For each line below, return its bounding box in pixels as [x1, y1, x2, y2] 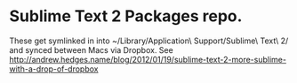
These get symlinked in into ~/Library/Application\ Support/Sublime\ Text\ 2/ [9, 35, 289, 46]
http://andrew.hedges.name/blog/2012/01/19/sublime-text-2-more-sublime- [9, 54, 287, 64]
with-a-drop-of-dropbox [9, 64, 99, 74]
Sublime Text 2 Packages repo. [9, 6, 243, 26]
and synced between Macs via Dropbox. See [9, 44, 173, 55]
